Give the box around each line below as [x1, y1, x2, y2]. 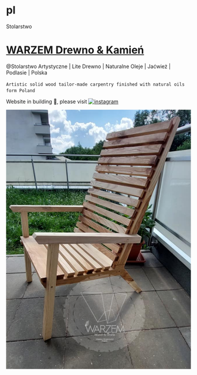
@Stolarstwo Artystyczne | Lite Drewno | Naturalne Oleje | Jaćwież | [6, 63, 171, 70]
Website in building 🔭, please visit [6, 98, 87, 105]
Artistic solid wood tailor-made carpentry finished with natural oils [6, 81, 185, 87]
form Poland [6, 87, 35, 94]
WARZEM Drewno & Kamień [6, 43, 145, 57]
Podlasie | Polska [6, 69, 48, 76]
